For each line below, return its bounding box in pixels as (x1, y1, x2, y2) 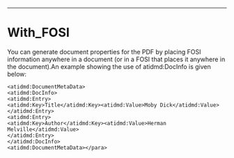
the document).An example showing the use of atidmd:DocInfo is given (7, 62, 211, 70)
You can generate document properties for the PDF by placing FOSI (7, 47, 201, 56)
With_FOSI (7, 25, 70, 40)
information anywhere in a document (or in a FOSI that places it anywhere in (7, 55, 226, 63)
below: (7, 70, 26, 78)
